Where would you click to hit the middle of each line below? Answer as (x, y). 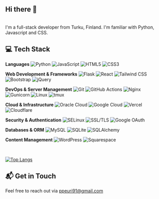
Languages (17, 64)
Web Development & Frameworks (41, 74)
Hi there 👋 (21, 9)
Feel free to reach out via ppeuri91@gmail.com (54, 191)
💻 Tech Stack (28, 49)
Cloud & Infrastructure (30, 105)
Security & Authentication (33, 120)
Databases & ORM (25, 130)
